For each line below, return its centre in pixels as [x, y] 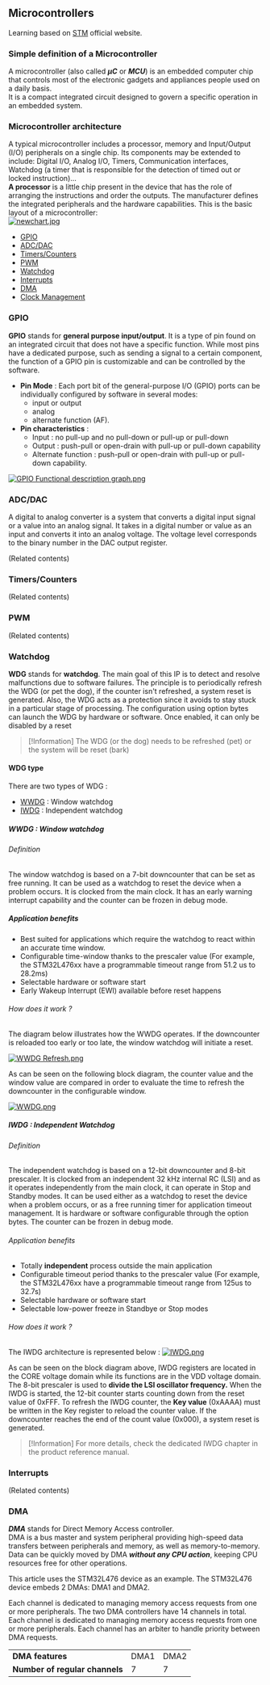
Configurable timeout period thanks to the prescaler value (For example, [140, 1274]
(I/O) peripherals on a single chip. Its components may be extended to [125, 153]
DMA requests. [33, 1637]
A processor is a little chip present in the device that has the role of [120, 187]
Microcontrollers [51, 13]
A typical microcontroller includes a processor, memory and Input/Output [130, 144]
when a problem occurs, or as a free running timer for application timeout [130, 1205]
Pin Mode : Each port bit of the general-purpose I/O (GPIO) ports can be [140, 385]
